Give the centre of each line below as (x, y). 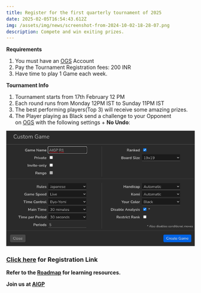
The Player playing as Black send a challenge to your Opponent (93, 116)
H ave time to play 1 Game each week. (61, 74)
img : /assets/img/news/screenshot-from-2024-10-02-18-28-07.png (88, 25)
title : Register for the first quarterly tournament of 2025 (84, 13)
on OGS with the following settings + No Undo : (72, 122)
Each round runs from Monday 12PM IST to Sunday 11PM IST (89, 103)
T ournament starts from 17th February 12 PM (70, 97)
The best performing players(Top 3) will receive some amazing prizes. (101, 110)
